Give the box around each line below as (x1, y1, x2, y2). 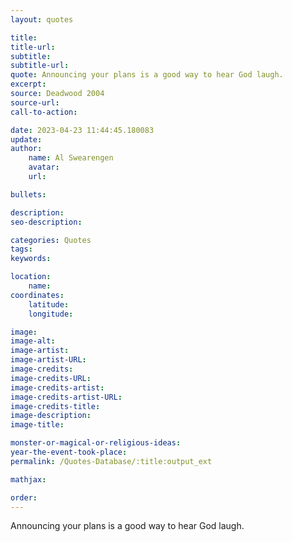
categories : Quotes (10, 235, 92, 245)
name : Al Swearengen (28, 153, 114, 163)
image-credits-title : (10, 401, 101, 411)
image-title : (10, 420, 65, 430)
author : (10, 144, 43, 154)
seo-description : (10, 217, 83, 227)
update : (10, 134, 43, 145)
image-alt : (10, 336, 56, 346)
